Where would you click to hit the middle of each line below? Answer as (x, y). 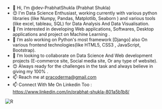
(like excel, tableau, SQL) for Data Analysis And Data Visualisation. (81, 23)
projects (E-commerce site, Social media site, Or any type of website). (85, 61)
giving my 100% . (30, 71)
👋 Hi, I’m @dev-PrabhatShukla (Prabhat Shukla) (61, 8)
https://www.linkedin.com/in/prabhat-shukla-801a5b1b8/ (71, 92)
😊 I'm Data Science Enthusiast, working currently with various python (85, 13)
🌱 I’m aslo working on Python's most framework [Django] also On (80, 39)
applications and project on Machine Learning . (61, 34)
